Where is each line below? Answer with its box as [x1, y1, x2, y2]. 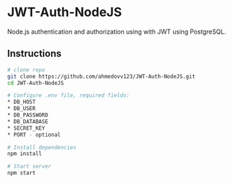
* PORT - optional [7, 131, 61, 138]
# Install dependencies [7, 144, 77, 151]
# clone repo [7, 66, 45, 74]
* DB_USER [7, 105, 36, 112]
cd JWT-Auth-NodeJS [7, 79, 64, 86]
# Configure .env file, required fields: [7, 92, 130, 99]
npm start [7, 170, 36, 177]
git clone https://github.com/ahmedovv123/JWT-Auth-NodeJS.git [7, 73, 196, 80]
